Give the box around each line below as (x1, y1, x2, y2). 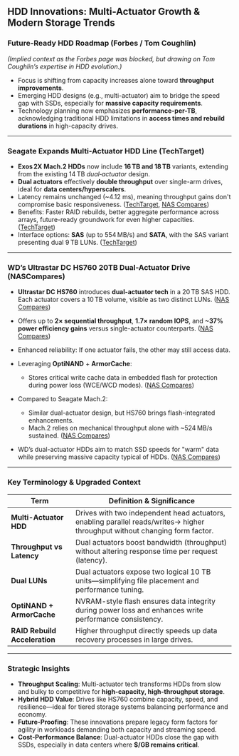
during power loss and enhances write (75, 605, 204, 615)
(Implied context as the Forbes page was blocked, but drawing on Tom (7, 54, 216, 63)
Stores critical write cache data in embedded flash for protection (28, 373, 218, 382)
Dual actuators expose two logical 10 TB (75, 567, 211, 577)
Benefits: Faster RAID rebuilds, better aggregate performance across (17, 207, 219, 216)
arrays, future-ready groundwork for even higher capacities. (17, 215, 195, 223)
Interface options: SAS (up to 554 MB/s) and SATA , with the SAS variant (17, 230, 229, 238)
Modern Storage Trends (7, 17, 115, 29)
